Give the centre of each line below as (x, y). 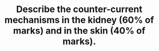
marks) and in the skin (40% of (79, 31)
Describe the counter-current (79, 9)
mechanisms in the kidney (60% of (79, 20)
